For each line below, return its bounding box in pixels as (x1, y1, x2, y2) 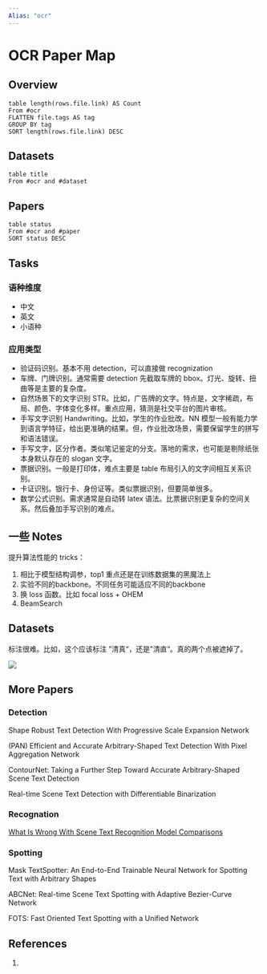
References (8, 936, 67, 951)
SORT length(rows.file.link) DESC (8, 128, 124, 136)
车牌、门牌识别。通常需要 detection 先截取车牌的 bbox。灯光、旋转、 (19, 374, 250, 384)
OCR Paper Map (8, 46, 116, 64)
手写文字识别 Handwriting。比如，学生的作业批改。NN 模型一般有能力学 (19, 414, 258, 424)
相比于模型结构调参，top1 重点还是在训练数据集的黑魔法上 (19, 570, 212, 579)
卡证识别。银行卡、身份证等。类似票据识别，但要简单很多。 (19, 484, 217, 493)
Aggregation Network (8, 749, 80, 759)
